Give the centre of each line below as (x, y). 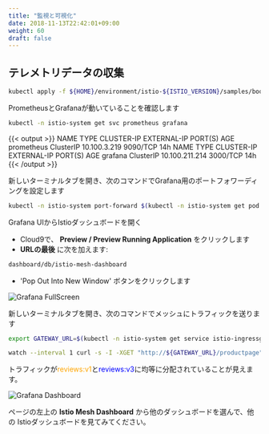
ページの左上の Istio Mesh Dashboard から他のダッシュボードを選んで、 (128, 412)
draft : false (30, 38)
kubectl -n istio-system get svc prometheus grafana (98, 123)
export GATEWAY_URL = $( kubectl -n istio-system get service (109, 339)
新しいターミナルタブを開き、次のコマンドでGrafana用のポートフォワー (126, 180)
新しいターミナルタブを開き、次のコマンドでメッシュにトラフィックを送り (131, 313)
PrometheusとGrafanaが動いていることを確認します (94, 107)
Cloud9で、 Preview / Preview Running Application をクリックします (134, 239)
